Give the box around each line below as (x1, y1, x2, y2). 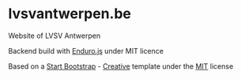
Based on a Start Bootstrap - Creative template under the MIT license (8, 61, 234, 71)
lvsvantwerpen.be (8, 5, 132, 23)
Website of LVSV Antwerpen (8, 31, 101, 40)
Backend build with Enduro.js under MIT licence (8, 46, 164, 55)
